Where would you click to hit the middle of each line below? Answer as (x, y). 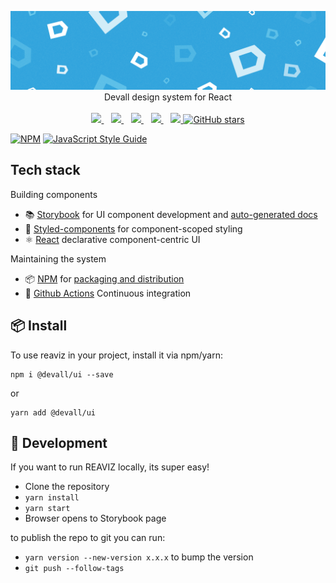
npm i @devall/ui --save (62, 374)
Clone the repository (67, 487)
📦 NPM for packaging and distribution (104, 278)
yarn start (47, 509)
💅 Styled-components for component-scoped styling (133, 228)
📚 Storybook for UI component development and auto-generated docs (171, 214)
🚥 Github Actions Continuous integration (108, 293)
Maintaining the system (58, 258)
